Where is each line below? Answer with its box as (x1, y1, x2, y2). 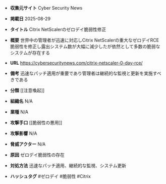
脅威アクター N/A (10, 141, 46, 147)
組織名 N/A (10, 98, 33, 104)
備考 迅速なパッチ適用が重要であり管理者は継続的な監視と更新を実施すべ (10, 70, 161, 76)
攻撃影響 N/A (10, 130, 37, 136)
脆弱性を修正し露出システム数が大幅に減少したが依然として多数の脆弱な (10, 43, 160, 50)
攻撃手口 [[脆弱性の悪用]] (10, 120, 63, 125)
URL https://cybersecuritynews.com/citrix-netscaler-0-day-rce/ (10, 60, 143, 66)
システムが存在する (10, 50, 50, 56)
